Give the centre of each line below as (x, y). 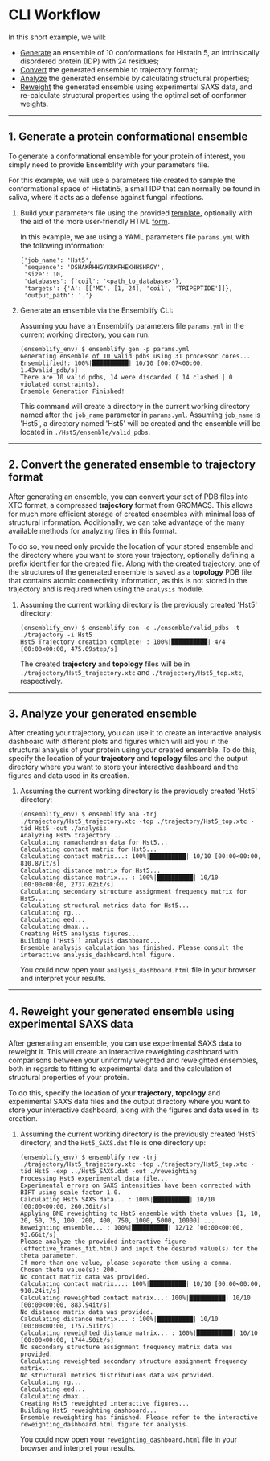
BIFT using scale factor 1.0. (71, 1193)
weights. (34, 104)
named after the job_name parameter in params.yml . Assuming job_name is (140, 415)
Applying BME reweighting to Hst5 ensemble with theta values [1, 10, (141, 1214)
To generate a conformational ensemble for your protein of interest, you (127, 156)
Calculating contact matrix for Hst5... (88, 849)
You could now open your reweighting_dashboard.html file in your (129, 1439)
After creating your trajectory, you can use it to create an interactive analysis (135, 733)
